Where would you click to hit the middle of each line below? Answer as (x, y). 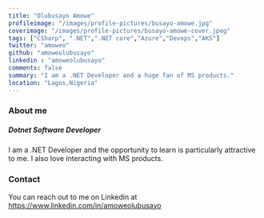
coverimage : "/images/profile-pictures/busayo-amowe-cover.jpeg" (119, 30)
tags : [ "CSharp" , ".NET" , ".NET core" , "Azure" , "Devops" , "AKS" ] (114, 38)
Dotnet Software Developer (55, 130)
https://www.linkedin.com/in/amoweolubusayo (85, 205)
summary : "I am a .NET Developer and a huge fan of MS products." (121, 75)
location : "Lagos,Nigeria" (53, 83)
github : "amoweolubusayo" (51, 53)
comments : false (35, 68)
